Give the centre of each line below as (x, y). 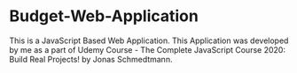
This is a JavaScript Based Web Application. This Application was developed (149, 40)
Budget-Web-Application (104, 16)
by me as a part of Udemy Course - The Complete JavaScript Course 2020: (148, 49)
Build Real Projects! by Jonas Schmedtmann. (91, 59)
